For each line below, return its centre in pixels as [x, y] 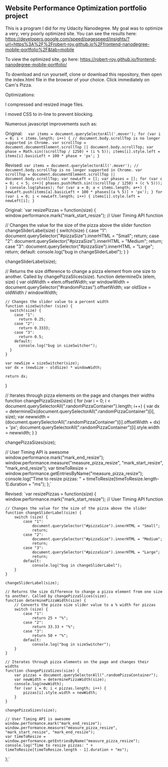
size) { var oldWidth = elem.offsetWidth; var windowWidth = [67, 282]
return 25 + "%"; [50, 618]
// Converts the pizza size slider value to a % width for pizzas [85, 605]
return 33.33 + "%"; [53, 627]
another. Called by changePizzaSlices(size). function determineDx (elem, [81, 276]
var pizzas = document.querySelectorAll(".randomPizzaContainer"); [86, 675]
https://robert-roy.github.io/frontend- [118, 59]
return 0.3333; [34, 328]
